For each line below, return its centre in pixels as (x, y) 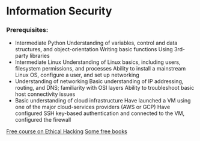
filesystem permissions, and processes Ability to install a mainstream (100, 69)
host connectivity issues (45, 94)
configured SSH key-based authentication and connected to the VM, (100, 113)
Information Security (59, 11)
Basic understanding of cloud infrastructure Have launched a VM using (103, 101)
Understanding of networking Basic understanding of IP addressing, (99, 81)
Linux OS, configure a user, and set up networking (77, 75)
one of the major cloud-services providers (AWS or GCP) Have (92, 107)
